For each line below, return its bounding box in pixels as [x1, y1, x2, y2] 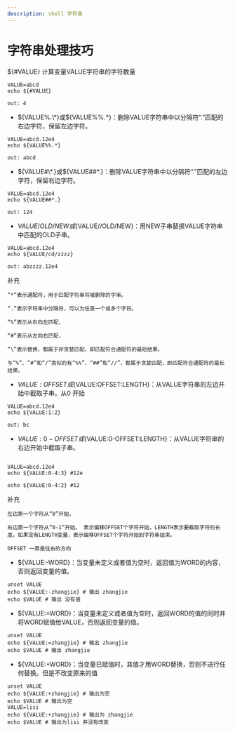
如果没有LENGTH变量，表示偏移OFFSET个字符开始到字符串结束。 [17, 531, 176, 538]
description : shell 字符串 [7, 10, 83, 18]
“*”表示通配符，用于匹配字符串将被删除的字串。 [7, 291, 127, 298]
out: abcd [7, 154, 36, 161]
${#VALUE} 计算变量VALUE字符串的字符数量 [7, 67, 135, 76]
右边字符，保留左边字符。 [17, 121, 92, 130]
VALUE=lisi [7, 703, 39, 711]
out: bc [7, 421, 30, 428]
